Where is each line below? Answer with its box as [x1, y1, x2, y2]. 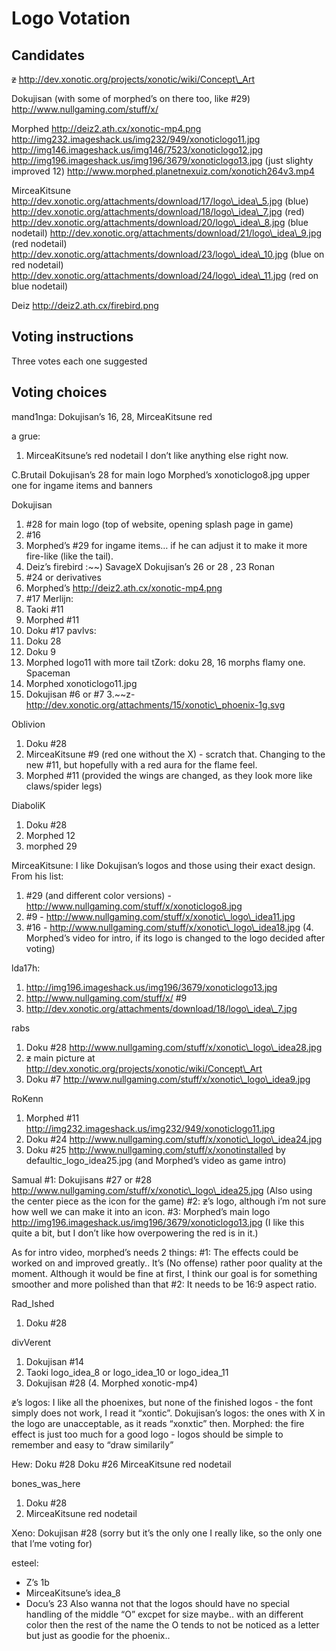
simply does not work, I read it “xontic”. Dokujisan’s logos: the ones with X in [11, 1407, 326, 1419]
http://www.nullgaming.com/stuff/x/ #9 [25, 992, 188, 1004]
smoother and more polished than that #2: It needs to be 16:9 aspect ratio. [11, 1278, 318, 1290]
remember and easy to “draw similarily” [11, 1438, 174, 1451]
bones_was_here [11, 1477, 81, 1489]
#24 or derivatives [25, 571, 102, 583]
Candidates [11, 47, 85, 64]
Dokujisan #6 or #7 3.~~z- [25, 688, 136, 700]
